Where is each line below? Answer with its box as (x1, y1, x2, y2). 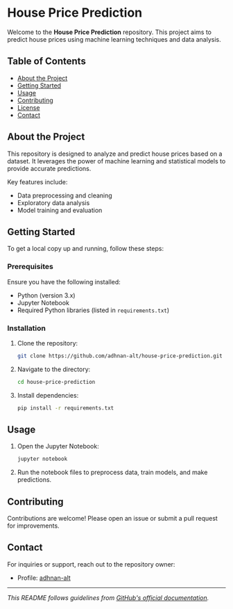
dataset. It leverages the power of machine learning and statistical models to (7, 156, 226, 165)
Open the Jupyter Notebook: (17, 442, 99, 450)
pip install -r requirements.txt (17, 405, 114, 412)
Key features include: (7, 177, 68, 186)
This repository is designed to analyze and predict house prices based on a (7, 149, 223, 158)
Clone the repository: (17, 339, 78, 347)
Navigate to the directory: (17, 365, 91, 373)
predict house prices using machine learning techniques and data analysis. (7, 35, 221, 43)
